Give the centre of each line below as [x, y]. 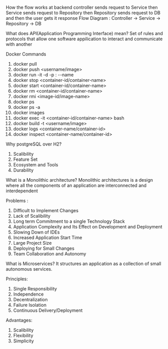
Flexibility [23, 336]
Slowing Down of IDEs [36, 232]
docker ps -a [26, 107]
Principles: [17, 279]
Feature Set [25, 159]
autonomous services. [29, 269]
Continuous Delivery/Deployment [48, 310]
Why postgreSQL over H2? [34, 144]
